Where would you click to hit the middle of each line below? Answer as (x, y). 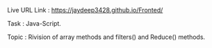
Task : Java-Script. (34, 23)
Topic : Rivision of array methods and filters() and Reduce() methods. (106, 37)
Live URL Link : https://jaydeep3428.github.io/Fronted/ (85, 10)
